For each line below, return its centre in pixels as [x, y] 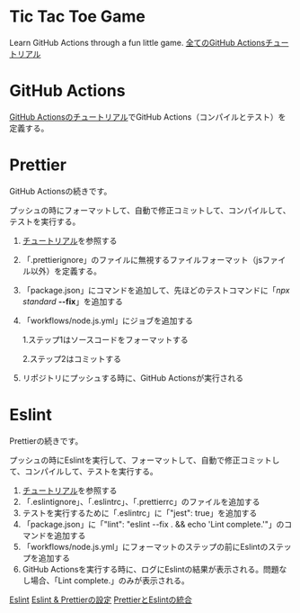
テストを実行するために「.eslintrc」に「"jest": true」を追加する [140, 513]
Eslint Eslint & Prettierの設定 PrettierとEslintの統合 [101, 599]
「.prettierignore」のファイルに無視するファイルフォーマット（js [142, 259]
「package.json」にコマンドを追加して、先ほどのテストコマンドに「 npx [156, 290]
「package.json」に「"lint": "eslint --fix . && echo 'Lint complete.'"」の [153, 524]
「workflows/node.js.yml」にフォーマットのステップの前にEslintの [145, 546]
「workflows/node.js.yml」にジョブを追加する [107, 320]
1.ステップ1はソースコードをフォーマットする [105, 339]
